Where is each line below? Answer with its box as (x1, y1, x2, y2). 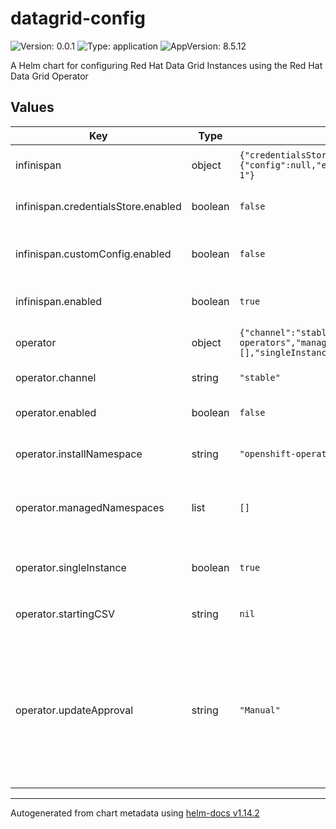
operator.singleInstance (15, 560, 127, 574)
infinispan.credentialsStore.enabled (15, 199, 182, 213)
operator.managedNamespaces (15, 500, 165, 514)
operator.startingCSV (15, 607, 116, 621)
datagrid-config (10, 7, 146, 30)
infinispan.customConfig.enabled (15, 247, 172, 261)
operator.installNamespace (15, 447, 143, 461)
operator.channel (15, 370, 97, 384)
